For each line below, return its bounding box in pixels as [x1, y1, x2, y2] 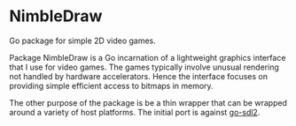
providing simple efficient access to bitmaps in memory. [9, 80, 214, 91]
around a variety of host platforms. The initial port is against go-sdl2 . [9, 107, 261, 117]
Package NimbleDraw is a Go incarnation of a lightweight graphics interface [9, 52, 286, 63]
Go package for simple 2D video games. [9, 35, 157, 46]
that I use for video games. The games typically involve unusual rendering [9, 62, 279, 72]
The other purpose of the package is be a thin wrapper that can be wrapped [9, 97, 288, 107]
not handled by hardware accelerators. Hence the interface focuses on [9, 70, 269, 81]
